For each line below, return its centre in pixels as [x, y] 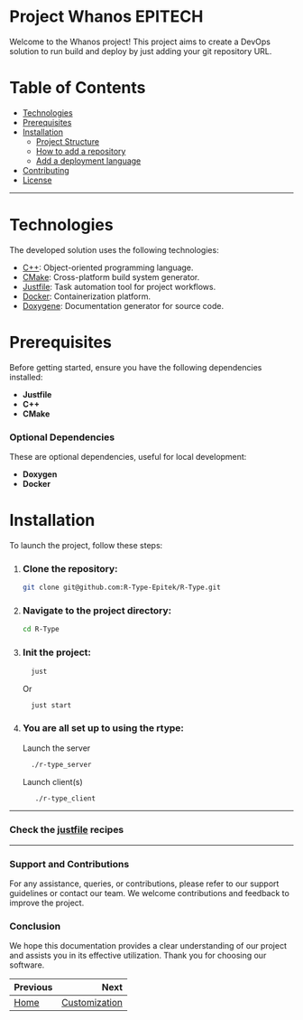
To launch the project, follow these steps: [86, 545]
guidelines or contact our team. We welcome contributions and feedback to [150, 894]
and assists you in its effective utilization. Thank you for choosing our [138, 956]
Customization [92, 1003]
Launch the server [56, 748]
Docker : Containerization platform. [87, 296]
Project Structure [68, 141]
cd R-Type [41, 630]
